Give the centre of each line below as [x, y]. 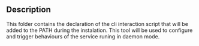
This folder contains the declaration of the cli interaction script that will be [97, 24]
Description [28, 10]
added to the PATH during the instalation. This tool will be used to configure [99, 30]
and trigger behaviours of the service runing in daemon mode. [83, 36]
